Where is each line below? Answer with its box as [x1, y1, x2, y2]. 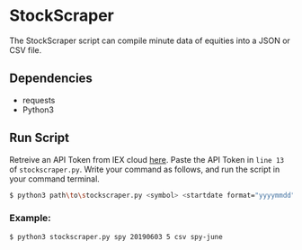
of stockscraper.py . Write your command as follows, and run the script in [9, 164, 280, 174]
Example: [9, 212, 51, 225]
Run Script [9, 130, 70, 146]
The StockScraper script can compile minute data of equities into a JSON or [9, 35, 290, 46]
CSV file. [9, 44, 42, 55]
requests [22, 94, 56, 105]
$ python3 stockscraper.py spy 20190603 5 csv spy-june [9, 232, 223, 241]
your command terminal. [9, 173, 101, 184]
